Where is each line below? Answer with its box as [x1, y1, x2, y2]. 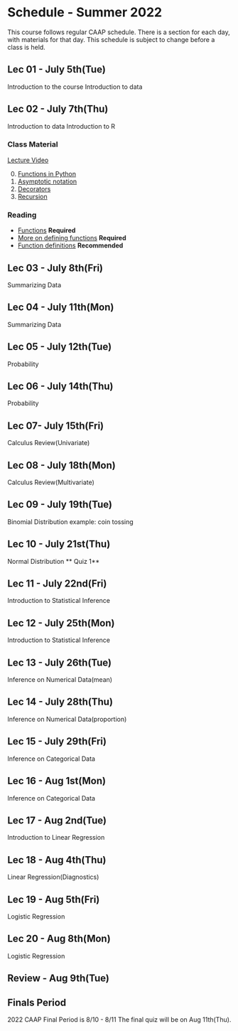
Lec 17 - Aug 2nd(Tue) [7, 814, 107, 826]
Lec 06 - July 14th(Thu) [7, 380, 114, 392]
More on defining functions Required [17, 234, 126, 242]
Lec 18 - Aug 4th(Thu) [7, 854, 107, 866]
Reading [7, 210, 37, 220]
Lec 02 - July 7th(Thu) [7, 103, 109, 115]
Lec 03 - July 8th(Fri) [7, 262, 104, 274]
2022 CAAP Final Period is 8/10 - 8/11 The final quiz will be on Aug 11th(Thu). [7, 1015, 232, 1024]
